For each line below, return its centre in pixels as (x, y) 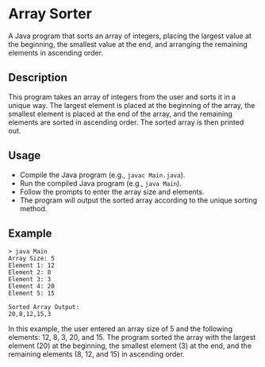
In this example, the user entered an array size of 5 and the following (120, 329)
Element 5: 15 (32, 294)
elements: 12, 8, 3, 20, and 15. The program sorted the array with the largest (132, 338)
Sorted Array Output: (44, 307)
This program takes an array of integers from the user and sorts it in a (122, 97)
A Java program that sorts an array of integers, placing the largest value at (130, 36)
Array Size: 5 (32, 259)
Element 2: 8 (30, 272)
